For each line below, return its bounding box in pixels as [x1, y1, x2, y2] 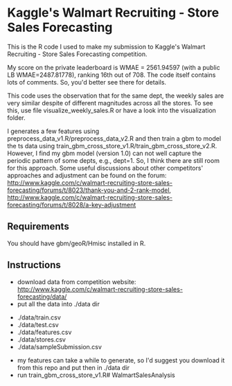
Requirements [7, 220, 69, 233]
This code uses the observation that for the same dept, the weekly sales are [7, 91, 224, 100]
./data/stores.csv [17, 335, 66, 344]
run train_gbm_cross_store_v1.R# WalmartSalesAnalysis [17, 371, 175, 379]
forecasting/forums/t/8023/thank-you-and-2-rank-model [7, 186, 170, 194]
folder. [7, 113, 26, 122]
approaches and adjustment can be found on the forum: [7, 171, 167, 179]
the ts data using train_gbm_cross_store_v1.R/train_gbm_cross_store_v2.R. [7, 141, 217, 150]
